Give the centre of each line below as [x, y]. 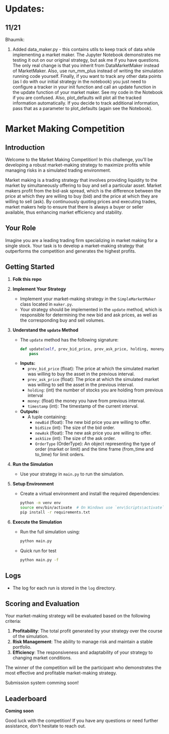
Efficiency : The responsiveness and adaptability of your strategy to [82, 653]
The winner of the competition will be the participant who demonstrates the [83, 668]
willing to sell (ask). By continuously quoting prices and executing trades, [81, 202]
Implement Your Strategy [39, 289]
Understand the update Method [46, 330]
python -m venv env [40, 503]
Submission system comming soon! [42, 683]
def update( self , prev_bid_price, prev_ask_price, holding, [84, 349]
